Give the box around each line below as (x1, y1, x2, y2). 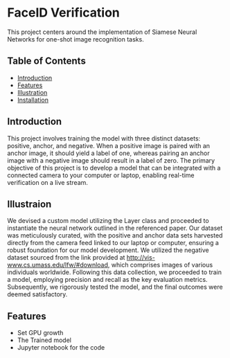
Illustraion (7, 198, 52, 210)
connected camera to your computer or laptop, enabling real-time (7, 171, 195, 179)
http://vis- (126, 253, 156, 262)
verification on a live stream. (7, 178, 89, 186)
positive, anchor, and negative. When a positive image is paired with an (7, 141, 210, 150)
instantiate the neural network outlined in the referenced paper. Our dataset (7, 224, 223, 233)
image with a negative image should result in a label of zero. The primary (7, 156, 215, 164)
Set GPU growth (17, 329, 64, 337)
